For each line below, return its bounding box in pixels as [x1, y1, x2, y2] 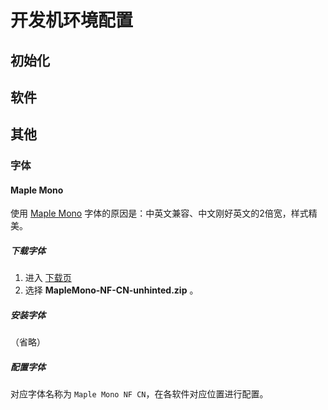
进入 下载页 [24, 272, 72, 284]
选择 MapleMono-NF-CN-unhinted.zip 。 [24, 284, 199, 296]
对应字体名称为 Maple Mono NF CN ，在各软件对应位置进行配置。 [10, 388, 269, 400]
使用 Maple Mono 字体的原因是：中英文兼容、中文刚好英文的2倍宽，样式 [10, 207, 309, 220]
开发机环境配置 [10, 9, 134, 32]
